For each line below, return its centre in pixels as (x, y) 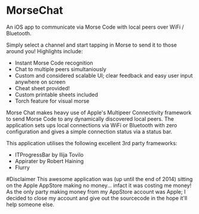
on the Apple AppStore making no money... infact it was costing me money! (99, 185)
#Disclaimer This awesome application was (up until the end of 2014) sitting (99, 179)
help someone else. (30, 204)
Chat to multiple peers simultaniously (60, 69)
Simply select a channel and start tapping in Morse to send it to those (92, 45)
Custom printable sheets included (56, 94)
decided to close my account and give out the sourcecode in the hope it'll (97, 198)
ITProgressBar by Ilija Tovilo (49, 155)
